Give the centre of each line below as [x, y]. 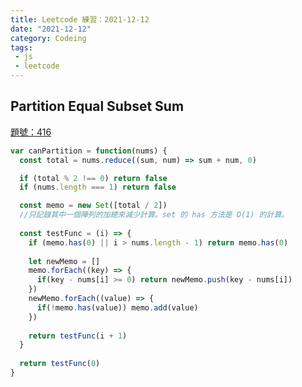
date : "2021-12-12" [51, 29]
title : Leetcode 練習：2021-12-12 [80, 19]
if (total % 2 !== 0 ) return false [93, 178]
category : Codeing [48, 38]
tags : [21, 47]
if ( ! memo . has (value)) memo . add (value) [117, 307]
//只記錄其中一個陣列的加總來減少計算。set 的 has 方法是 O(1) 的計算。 [154, 215]
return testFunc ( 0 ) [60, 364]
